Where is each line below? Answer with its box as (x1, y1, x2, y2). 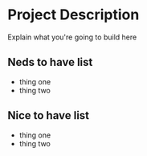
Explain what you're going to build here (7, 32, 137, 42)
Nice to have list (7, 109, 90, 122)
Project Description (7, 6, 140, 24)
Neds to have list (7, 55, 93, 69)
